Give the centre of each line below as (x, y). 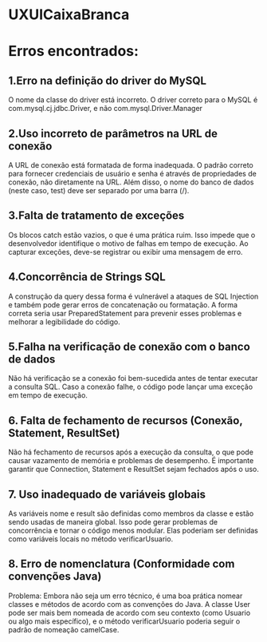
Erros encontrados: (74, 52)
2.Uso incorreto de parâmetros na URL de (113, 133)
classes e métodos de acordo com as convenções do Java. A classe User (130, 604)
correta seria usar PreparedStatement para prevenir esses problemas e (125, 313)
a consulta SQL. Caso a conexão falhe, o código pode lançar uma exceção (131, 387)
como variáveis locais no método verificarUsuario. (91, 539)
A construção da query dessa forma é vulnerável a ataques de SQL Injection (133, 296)
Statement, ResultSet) (64, 433)
